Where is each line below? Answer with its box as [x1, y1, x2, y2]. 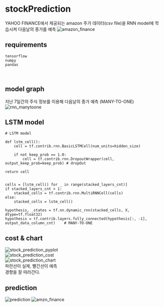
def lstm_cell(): [5, 140, 41, 144]
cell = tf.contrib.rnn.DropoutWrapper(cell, [22, 157, 115, 162]
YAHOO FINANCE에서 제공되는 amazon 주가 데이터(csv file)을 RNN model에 [5, 20, 154, 26]
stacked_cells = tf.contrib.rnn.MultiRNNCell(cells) [14, 191, 123, 196]
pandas [5, 62, 19, 67]
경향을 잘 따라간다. [5, 269, 41, 275]
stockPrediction [5, 3, 71, 15]
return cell [5, 169, 29, 174]
